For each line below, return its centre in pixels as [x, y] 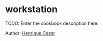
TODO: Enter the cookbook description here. [52, 23]
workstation [31, 9]
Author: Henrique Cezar [30, 33]
